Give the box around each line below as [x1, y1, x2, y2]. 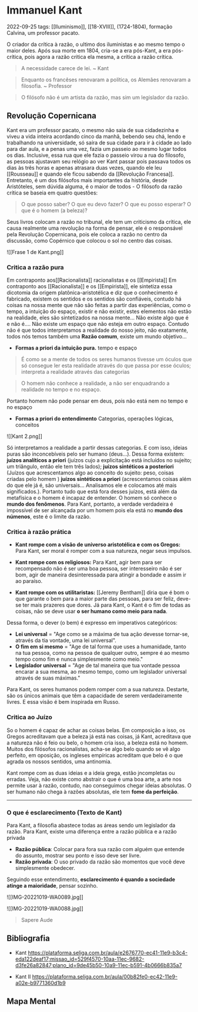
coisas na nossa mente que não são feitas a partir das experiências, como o [6, 302, 191, 309]
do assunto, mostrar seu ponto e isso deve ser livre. [15, 852, 141, 859]
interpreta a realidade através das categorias [21, 368, 130, 375]
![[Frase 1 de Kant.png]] [6, 248, 64, 255]
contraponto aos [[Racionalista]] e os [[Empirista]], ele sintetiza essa [6, 283, 173, 290]
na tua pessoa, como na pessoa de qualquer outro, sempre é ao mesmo [15, 650, 190, 657]
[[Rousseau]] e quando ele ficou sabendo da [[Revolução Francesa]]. [6, 170, 174, 177]
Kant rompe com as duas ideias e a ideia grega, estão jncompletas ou [6, 769, 175, 776]
